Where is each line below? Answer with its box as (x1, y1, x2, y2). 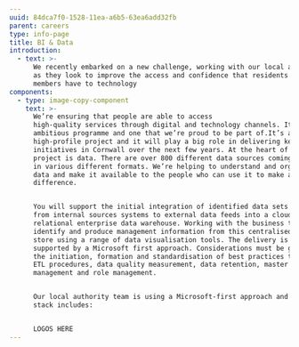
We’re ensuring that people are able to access (32, 112, 214, 121)
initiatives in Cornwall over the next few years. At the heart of (32, 145, 289, 154)
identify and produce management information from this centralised (32, 227, 293, 236)
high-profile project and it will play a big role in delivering (32, 137, 280, 146)
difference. (32, 179, 77, 188)
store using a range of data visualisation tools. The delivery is (32, 235, 289, 245)
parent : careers (9, 21, 69, 30)
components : (9, 87, 53, 96)
